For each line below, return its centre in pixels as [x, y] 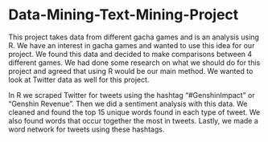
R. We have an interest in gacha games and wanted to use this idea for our [132, 45]
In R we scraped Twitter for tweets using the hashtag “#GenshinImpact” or [132, 95]
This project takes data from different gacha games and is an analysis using [134, 37]
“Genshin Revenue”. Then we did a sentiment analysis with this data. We [128, 103]
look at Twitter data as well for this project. [79, 79]
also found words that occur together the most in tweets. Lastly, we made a [134, 120]
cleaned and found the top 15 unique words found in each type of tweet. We [134, 112]
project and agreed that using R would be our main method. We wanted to [131, 71]
